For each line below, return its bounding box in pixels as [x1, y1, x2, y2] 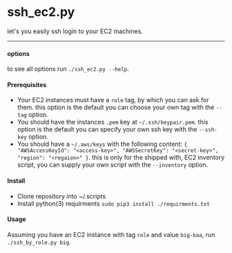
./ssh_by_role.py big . [7, 238, 71, 246]
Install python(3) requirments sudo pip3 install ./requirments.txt [17, 199, 211, 207]
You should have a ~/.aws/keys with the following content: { [17, 140, 188, 149]
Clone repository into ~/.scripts [17, 191, 106, 200]
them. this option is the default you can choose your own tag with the [17, 103, 215, 111]
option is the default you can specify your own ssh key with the [17, 125, 197, 133]
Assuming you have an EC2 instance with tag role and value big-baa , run [7, 230, 215, 238]
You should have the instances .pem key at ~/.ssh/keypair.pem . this [17, 118, 209, 126]
